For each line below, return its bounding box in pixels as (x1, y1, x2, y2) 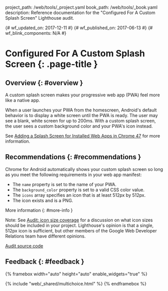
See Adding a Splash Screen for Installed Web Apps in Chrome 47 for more (5, 133, 160, 139)
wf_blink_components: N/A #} (5, 30, 67, 36)
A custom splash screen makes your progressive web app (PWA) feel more (5, 92, 160, 98)
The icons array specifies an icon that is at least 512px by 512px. (12, 192, 146, 198)
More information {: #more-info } (5, 207, 73, 213)
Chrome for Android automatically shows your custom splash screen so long (5, 166, 163, 172)
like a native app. (5, 97, 40, 103)
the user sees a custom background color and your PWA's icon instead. (5, 123, 153, 129)
